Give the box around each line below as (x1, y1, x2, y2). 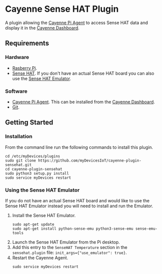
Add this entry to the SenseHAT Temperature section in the (12, 244, 128, 250)
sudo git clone (5, 158, 36, 163)
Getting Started (5, 118, 54, 127)
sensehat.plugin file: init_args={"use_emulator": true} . (12, 249, 127, 255)
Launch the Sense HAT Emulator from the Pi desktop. (12, 239, 120, 245)
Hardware (5, 54, 29, 61)
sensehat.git (5, 162, 32, 167)
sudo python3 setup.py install (5, 171, 69, 176)
